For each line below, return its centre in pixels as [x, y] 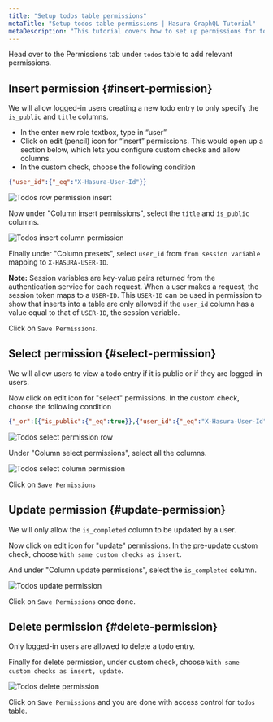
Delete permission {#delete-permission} [113, 626]
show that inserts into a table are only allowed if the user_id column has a [132, 304]
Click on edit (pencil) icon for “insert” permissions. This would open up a [142, 141]
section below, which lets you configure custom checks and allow [130, 150]
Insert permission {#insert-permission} [110, 88]
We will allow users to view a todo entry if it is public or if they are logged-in [135, 373]
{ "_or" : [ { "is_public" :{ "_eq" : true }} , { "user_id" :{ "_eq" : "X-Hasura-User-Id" [138, 421]
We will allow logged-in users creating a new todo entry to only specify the [134, 108]
